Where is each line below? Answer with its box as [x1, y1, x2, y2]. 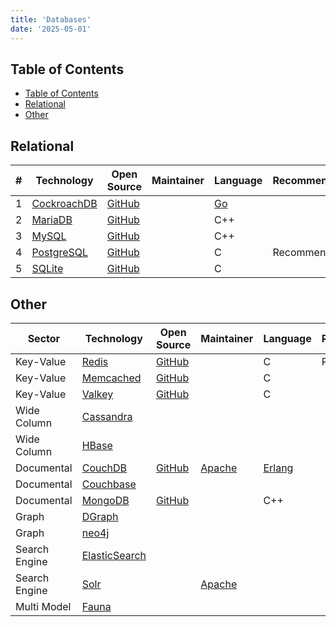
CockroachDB [31, 197, 98, 211]
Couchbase [81, 477, 137, 491]
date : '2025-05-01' [10, 24, 92, 34]
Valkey [81, 387, 114, 401]
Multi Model [15, 599, 72, 613]
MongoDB [81, 493, 130, 507]
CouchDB [81, 461, 128, 475]
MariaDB [31, 213, 73, 227]
